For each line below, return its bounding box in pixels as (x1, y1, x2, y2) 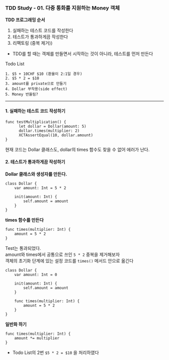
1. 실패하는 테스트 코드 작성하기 (5, 108, 65, 114)
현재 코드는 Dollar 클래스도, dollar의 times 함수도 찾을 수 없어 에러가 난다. (5, 146, 150, 152)
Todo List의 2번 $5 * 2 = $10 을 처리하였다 (12, 349, 99, 355)
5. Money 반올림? (5, 92, 39, 97)
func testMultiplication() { (5, 119, 66, 124)
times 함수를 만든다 (5, 217, 44, 223)
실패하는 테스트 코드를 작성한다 (12, 28, 73, 34)
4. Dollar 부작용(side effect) (5, 86, 68, 92)
